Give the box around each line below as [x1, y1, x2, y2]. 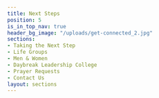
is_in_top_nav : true [7, 23, 67, 30]
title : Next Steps [7, 10, 60, 17]
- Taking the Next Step [7, 42, 76, 49]
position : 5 [7, 17, 41, 23]
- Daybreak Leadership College [7, 61, 97, 68]
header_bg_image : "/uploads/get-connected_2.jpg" [7, 29, 153, 37]
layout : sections [7, 81, 57, 88]
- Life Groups [7, 49, 48, 56]
